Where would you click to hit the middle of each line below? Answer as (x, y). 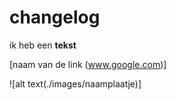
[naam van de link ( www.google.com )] (88, 64)
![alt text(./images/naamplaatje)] (75, 83)
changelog (55, 17)
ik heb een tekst (43, 45)
